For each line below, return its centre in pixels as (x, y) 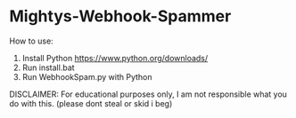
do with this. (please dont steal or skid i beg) (91, 103)
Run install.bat (48, 67)
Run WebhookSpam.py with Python (87, 76)
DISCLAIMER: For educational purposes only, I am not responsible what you (148, 94)
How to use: (31, 41)
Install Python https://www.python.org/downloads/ (115, 58)
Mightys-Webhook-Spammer (120, 16)
